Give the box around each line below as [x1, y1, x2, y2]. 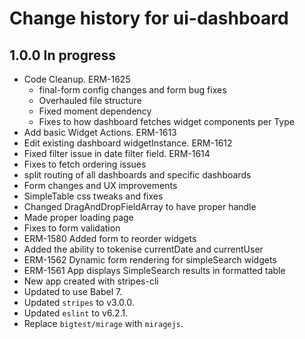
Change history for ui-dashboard [9, 7, 289, 30]
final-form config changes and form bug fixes [38, 84, 227, 96]
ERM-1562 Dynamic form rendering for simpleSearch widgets [23, 254, 277, 266]
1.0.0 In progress [9, 47, 116, 64]
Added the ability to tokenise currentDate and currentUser [23, 243, 264, 255]
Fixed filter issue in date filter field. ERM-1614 [23, 148, 211, 159]
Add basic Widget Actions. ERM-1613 [23, 127, 177, 138]
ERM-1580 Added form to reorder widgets [23, 233, 197, 244]
